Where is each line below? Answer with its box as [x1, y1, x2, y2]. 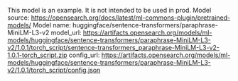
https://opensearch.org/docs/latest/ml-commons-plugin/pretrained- [31, 13, 231, 22]
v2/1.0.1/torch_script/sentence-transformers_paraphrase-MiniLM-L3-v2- [7, 44, 220, 51]
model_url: [50, 28, 82, 37]
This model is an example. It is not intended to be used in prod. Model [7, 6, 212, 14]
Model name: [33, 21, 71, 29]
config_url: [68, 51, 100, 59]
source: [7, 13, 30, 22]
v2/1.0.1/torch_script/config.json [7, 66, 101, 74]
